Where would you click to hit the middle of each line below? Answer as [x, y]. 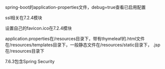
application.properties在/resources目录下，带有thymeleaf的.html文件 [75, 39]
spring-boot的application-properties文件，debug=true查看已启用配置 [76, 7]
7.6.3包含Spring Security [30, 61]
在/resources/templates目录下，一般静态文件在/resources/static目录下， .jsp [83, 45]
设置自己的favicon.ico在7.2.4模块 [39, 28]
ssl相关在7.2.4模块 [24, 18]
